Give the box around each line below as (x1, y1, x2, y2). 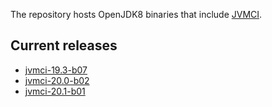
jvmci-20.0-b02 (24, 74, 90, 86)
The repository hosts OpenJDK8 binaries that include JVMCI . (10, 9, 263, 20)
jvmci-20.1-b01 (24, 85, 86, 97)
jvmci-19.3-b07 (24, 64, 88, 76)
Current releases (10, 37, 118, 54)
